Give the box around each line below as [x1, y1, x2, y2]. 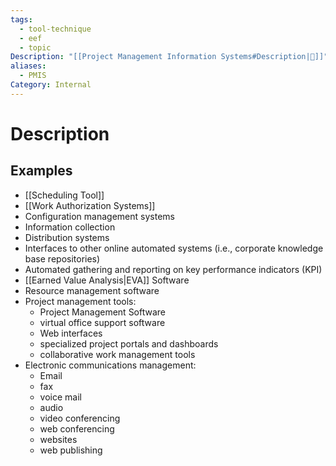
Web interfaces [39, 327, 103, 339]
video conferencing [39, 412, 121, 424]
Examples [10, 162, 73, 180]
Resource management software [24, 284, 160, 296]
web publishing [39, 444, 103, 456]
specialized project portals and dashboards [39, 337, 219, 350]
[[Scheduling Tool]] [24, 189, 105, 201]
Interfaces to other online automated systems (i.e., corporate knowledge [24, 242, 324, 254]
